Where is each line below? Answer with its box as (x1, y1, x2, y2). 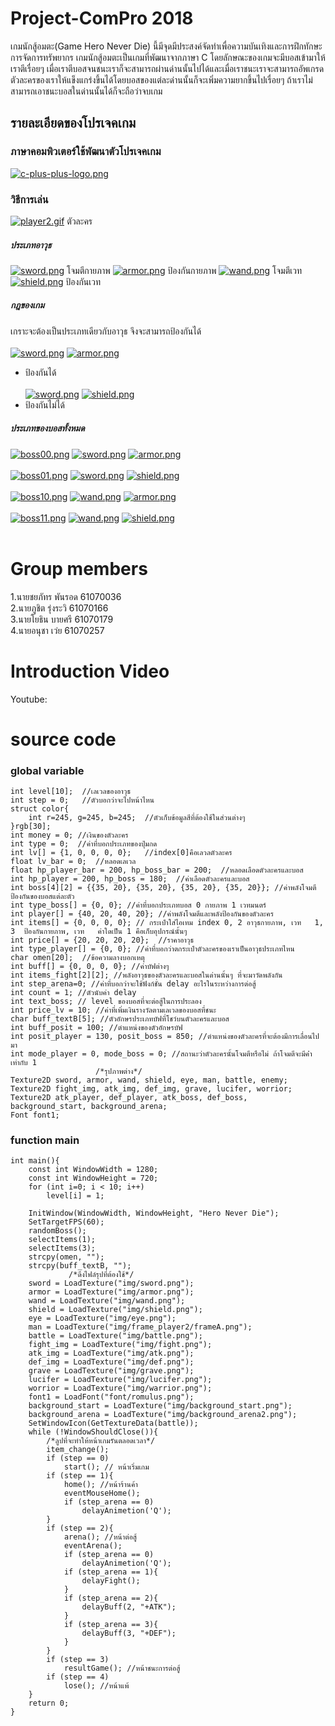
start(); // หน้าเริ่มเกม (63, 1462, 150, 1472)
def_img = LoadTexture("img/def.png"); (28, 1357, 195, 1367)
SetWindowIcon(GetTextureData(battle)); (28, 1418, 199, 1429)
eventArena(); (63, 1541, 123, 1551)
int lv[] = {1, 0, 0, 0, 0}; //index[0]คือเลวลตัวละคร (10, 848, 233, 858)
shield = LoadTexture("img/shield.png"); (28, 1305, 203, 1315)
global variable (10, 763, 85, 777)
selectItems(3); (28, 1243, 97, 1254)
